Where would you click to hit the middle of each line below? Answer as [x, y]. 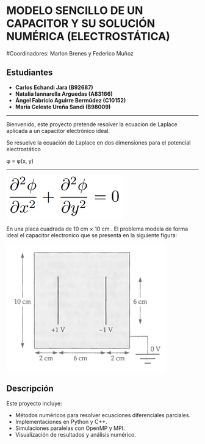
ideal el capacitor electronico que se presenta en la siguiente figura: [92, 235]
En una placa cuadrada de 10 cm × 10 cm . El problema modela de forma [97, 229]
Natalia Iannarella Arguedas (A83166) [64, 94]
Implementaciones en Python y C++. [61, 421]
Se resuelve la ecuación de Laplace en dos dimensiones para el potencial [99, 142]
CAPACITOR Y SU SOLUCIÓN [81, 23]
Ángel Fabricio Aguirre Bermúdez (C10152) [70, 100]
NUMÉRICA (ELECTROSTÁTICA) [88, 37]
